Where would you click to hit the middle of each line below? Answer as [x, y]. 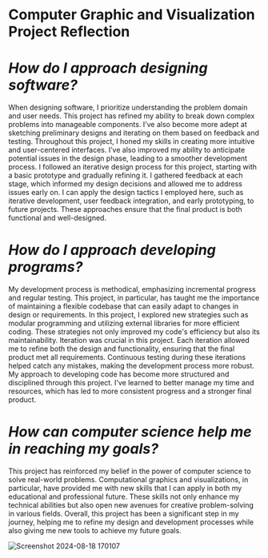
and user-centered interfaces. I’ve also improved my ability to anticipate [127, 150]
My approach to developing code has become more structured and [119, 374]
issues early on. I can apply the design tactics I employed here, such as [126, 193]
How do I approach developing [112, 250]
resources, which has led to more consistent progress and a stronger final [130, 391]
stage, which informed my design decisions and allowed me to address [125, 184]
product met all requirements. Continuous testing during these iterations [127, 357]
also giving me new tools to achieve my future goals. [95, 530]
